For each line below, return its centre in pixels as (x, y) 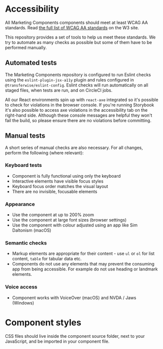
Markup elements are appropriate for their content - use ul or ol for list (83, 254)
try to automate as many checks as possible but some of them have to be (79, 42)
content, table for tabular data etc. (47, 259)
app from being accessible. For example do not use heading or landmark (85, 269)
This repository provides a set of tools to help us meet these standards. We (80, 37)
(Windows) (23, 303)
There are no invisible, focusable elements (54, 191)
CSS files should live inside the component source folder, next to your (75, 336)
